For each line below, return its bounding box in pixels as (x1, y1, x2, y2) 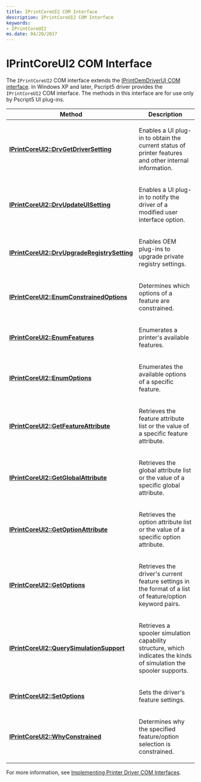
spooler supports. (138, 667, 188, 675)
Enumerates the (138, 362, 184, 371)
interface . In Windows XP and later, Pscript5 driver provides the (6, 83, 163, 91)
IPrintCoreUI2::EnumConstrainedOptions (9, 293, 127, 301)
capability (138, 637, 166, 645)
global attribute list (138, 466, 191, 475)
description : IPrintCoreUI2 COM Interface (6, 14, 114, 20)
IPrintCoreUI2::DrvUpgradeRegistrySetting (9, 248, 133, 257)
